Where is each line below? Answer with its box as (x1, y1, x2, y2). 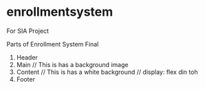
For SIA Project (6, 27, 50, 35)
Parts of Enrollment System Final (6, 40, 99, 48)
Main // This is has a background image (16, 60, 129, 68)
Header (16, 53, 39, 62)
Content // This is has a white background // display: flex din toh (16, 68, 198, 76)
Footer (16, 75, 36, 83)
